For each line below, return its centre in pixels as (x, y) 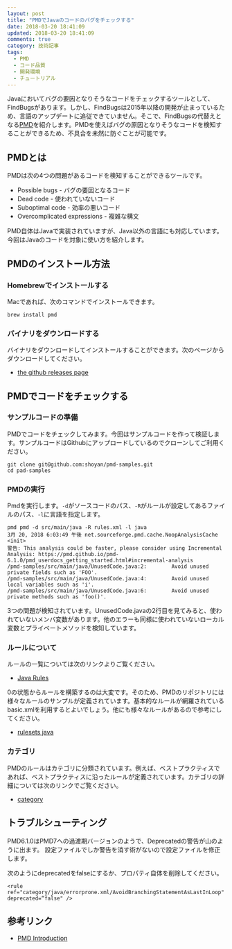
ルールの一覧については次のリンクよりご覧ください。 (83, 664)
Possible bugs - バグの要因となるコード (74, 190)
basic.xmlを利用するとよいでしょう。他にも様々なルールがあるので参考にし (115, 709)
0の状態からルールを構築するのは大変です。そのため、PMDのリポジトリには (116, 692)
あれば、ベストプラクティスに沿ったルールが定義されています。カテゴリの (113, 776)
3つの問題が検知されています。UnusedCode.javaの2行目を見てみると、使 (111, 611)
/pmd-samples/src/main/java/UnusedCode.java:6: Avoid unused (108, 591)
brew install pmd (32, 314)
